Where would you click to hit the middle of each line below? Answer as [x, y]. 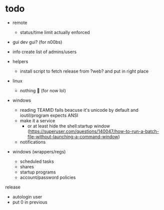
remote [20, 23]
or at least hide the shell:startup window [68, 126]
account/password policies [48, 177]
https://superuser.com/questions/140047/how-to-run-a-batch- [94, 131]
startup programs [38, 172]
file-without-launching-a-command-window [73, 136]
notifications [33, 142]
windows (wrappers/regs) [39, 151]
